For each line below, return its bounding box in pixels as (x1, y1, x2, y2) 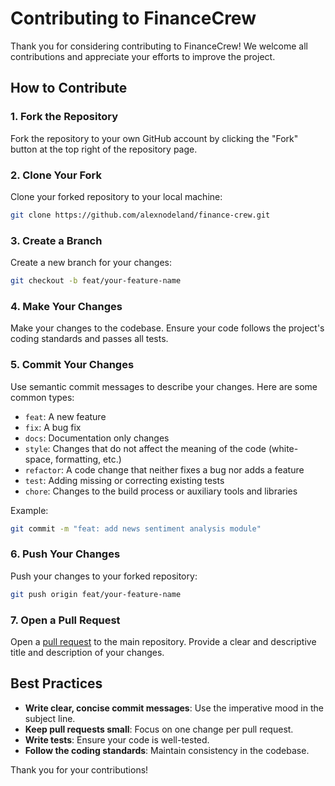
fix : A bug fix (24, 421, 82, 433)
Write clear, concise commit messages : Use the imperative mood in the (24, 702, 324, 714)
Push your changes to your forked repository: (10, 570, 198, 582)
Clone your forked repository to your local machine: (10, 190, 223, 202)
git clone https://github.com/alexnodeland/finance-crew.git (10, 210, 271, 220)
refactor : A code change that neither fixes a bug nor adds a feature (24, 463, 305, 476)
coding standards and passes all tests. (10, 333, 169, 345)
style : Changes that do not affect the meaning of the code (24, 442, 267, 454)
